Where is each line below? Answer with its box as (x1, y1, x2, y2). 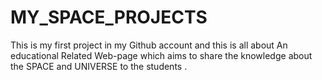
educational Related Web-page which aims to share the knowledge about (10, 49, 313, 61)
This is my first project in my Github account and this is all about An (10, 39, 288, 51)
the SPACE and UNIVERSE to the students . (10, 60, 188, 72)
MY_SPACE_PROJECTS (10, 6, 208, 29)
